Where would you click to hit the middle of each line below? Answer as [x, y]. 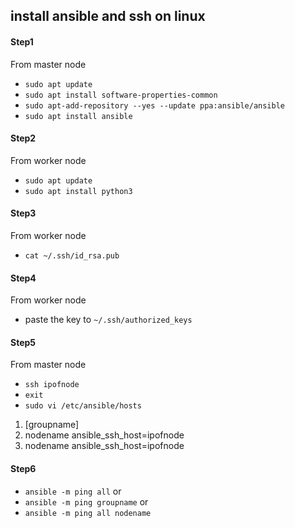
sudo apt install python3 [78, 191]
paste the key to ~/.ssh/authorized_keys [108, 320]
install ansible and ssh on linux [108, 16]
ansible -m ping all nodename [88, 513]
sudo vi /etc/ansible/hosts [83, 406]
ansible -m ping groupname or [86, 501]
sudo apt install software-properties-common [121, 95]
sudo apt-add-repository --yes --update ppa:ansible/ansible [155, 105]
